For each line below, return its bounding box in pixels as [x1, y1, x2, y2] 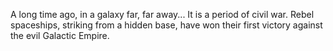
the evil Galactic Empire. [10, 30, 110, 41]
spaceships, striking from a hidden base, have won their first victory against [10, 19, 323, 31]
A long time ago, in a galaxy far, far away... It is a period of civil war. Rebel [10, 9, 315, 20]
